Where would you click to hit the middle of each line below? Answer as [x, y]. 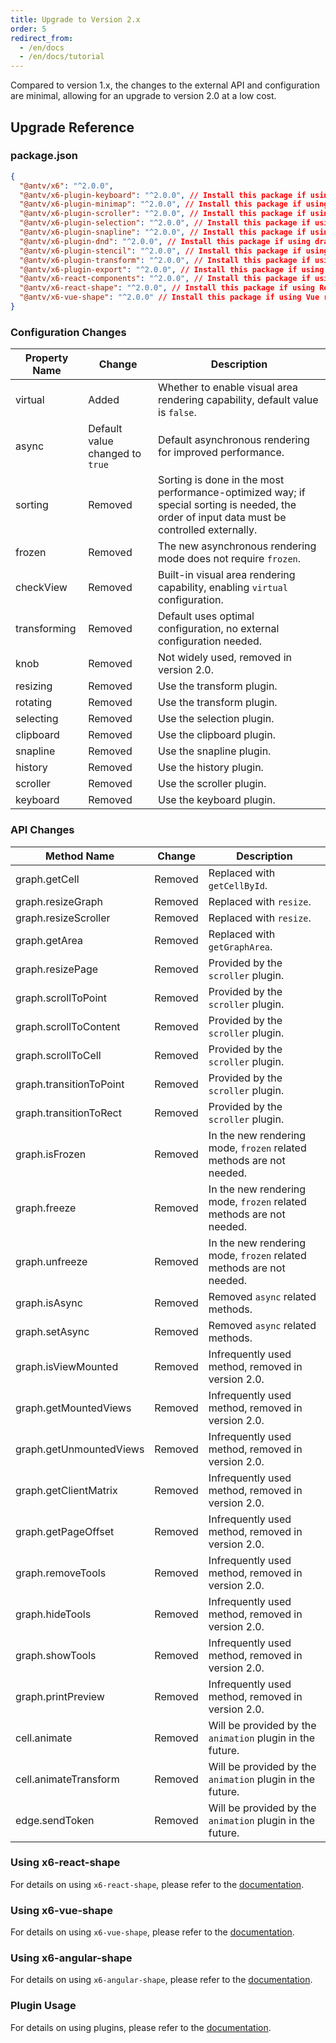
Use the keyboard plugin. [217, 800]
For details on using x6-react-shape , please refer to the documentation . [157, 1884]
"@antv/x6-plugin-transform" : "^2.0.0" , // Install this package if [165, 260]
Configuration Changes [68, 332]
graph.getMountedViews [73, 1408]
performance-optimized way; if [232, 493]
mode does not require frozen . [230, 559]
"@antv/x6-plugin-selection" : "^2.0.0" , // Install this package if [165, 223]
